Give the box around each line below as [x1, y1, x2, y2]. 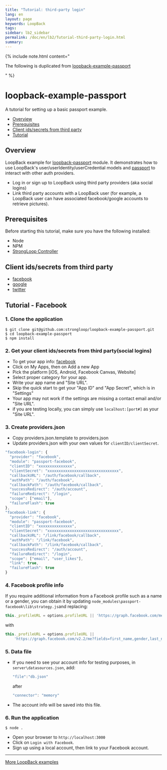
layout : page [5, 16, 32, 21]
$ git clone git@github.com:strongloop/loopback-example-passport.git [5, 327, 155, 332]
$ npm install [5, 336, 35, 341]
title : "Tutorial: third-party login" [5, 7, 85, 12]
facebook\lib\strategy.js [5, 605, 59, 610]
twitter [12, 287, 26, 293]
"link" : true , [9, 561, 39, 566]
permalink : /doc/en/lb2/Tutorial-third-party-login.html [5, 35, 126, 40]
